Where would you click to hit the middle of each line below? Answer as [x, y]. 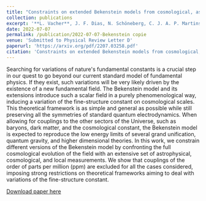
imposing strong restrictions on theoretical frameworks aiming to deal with [100, 173]
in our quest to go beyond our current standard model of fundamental [94, 75]
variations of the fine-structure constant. [58, 179]
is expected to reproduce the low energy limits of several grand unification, [101, 134]
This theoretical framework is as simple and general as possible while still [99, 108]
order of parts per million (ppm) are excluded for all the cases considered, [100, 166]
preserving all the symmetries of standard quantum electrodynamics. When [102, 114]
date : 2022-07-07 [29, 29]
